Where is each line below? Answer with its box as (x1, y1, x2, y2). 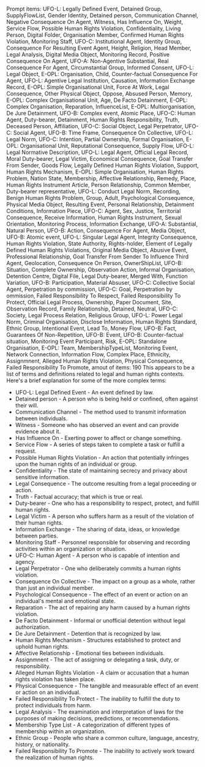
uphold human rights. (15, 643, 69, 650)
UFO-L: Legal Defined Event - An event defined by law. (15, 389, 154, 396)
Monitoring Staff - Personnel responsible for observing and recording (15, 539, 190, 545)
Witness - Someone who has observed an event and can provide (15, 422, 179, 428)
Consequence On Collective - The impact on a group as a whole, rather (15, 578, 196, 585)
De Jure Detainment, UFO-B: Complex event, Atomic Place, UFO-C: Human (6, 110, 196, 117)
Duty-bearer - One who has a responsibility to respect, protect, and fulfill (15, 499, 199, 507)
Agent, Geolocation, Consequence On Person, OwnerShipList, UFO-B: (6, 260, 184, 266)
